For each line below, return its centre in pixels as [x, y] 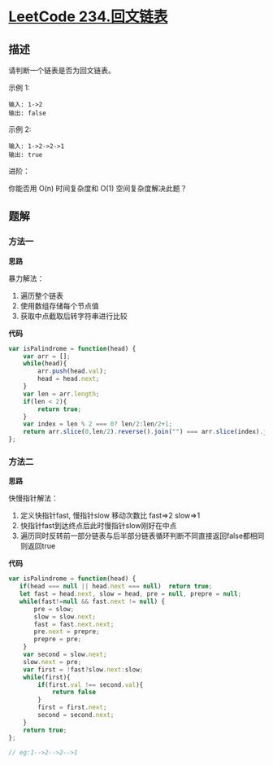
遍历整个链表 [41, 295]
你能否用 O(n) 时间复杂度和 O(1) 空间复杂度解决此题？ [98, 188]
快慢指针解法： [33, 498]
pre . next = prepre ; [67, 632]
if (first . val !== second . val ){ [91, 684]
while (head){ [45, 364]
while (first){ [47, 677]
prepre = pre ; [58, 640]
